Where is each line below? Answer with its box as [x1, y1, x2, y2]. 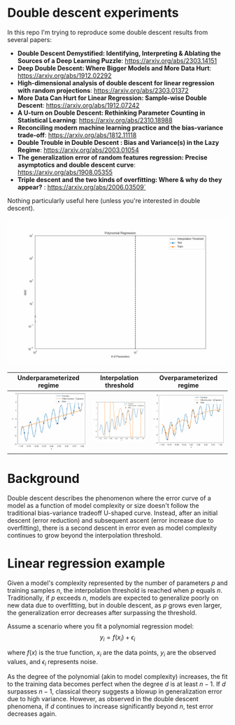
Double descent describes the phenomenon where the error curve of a [7, 494, 211, 502]
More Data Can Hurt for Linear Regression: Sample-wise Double [17, 93, 208, 102]
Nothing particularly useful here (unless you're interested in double [7, 196, 201, 204]
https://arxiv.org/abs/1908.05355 [17, 168, 113, 176]
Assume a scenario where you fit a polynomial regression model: [7, 622, 194, 631]
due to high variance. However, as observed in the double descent [7, 695, 199, 703]
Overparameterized [159, 374, 218, 382]
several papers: [7, 35, 52, 43]
